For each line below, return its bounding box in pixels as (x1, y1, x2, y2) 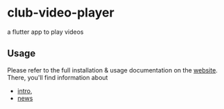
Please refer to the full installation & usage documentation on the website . (7, 66, 218, 74)
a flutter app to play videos (7, 28, 84, 36)
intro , (17, 86, 33, 95)
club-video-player (7, 5, 114, 21)
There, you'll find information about (7, 73, 108, 81)
